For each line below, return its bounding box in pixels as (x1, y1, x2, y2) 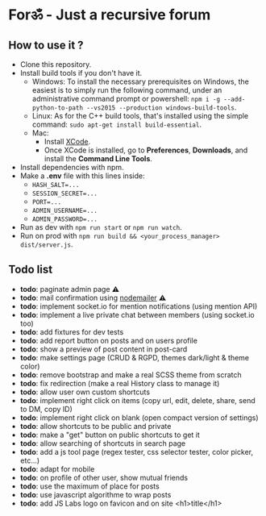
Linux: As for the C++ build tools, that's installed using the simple (31, 111, 249, 120)
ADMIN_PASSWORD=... (31, 215, 98, 223)
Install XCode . (44, 137, 91, 146)
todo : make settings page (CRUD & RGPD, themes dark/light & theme (19, 352, 250, 362)
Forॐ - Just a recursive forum (8, 6, 211, 24)
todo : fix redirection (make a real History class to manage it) (19, 378, 220, 388)
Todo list (8, 263, 53, 277)
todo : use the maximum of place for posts (19, 481, 160, 491)
